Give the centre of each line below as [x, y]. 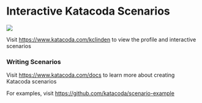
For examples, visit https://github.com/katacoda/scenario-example [90, 93]
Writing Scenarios [34, 62]
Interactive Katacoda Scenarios [88, 11]
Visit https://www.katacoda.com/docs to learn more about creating [91, 75]
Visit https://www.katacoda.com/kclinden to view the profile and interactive [101, 39]
